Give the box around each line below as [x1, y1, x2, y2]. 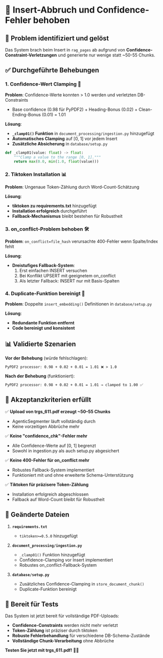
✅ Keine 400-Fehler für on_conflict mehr [5, 457, 90, 463]
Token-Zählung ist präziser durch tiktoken [12, 627, 98, 634]
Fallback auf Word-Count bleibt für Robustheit [12, 496, 105, 502]
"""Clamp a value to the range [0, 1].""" [14, 155, 101, 160]
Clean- [138, 107, 152, 112]
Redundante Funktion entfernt [12, 320, 74, 326]
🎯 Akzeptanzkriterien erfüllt [5, 396, 91, 404]
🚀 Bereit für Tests [5, 600, 58, 608]
